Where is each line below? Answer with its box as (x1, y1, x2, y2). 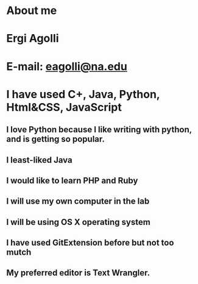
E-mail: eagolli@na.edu (6, 59, 128, 73)
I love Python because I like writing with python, (6, 124, 192, 135)
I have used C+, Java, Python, (6, 87, 160, 101)
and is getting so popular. (6, 134, 105, 144)
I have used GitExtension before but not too (6, 238, 174, 248)
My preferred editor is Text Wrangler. (6, 268, 150, 278)
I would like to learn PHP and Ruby (6, 175, 138, 186)
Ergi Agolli (6, 32, 59, 46)
